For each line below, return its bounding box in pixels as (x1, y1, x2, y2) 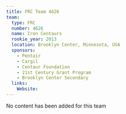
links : (11, 81, 28, 87)
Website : (17, 86, 38, 92)
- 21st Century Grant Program (17, 69, 92, 75)
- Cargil (17, 58, 38, 64)
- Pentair (17, 53, 41, 59)
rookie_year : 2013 (11, 36, 57, 42)
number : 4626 (11, 25, 44, 31)
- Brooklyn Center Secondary (17, 75, 89, 81)
